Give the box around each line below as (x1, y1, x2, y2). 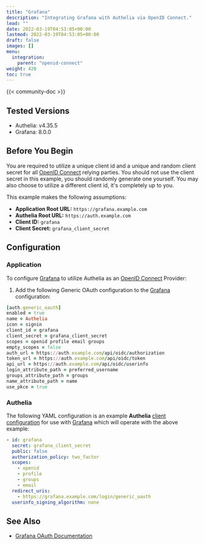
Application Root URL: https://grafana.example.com (15, 205, 147, 212)
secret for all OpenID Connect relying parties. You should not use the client (6, 168, 194, 176)
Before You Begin (6, 146, 74, 156)
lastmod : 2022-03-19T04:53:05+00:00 (6, 32, 99, 38)
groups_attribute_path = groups (6, 372, 88, 379)
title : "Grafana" (6, 9, 51, 15)
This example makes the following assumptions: (6, 193, 127, 201)
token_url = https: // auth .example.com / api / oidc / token (6, 355, 146, 362)
